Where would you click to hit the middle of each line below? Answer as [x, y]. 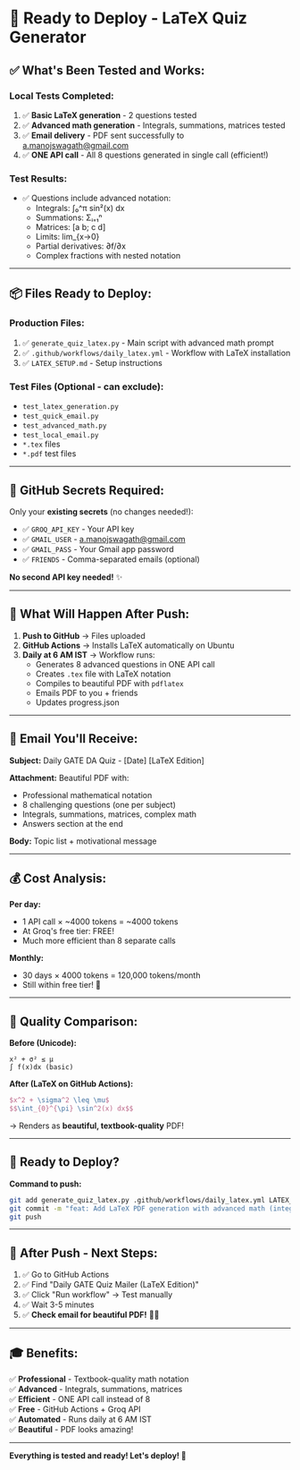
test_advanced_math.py [64, 426]
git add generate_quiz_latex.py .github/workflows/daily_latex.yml [137, 1200]
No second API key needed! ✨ [66, 577]
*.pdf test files [49, 454]
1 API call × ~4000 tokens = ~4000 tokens [100, 922]
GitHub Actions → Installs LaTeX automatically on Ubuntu [128, 645]
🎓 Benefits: [44, 1353]
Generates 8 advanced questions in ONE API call [125, 664]
